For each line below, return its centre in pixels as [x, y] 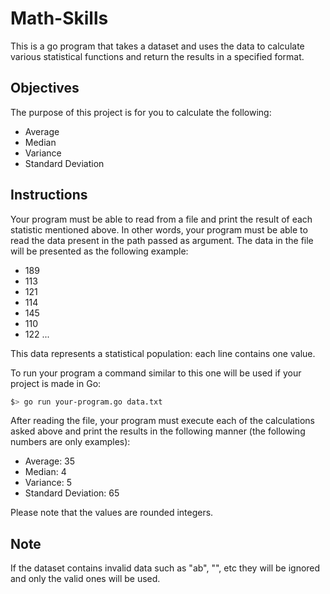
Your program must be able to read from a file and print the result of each [161, 219]
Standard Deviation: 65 [72, 493]
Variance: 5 [48, 483]
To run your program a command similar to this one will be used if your [156, 373]
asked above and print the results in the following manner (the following [158, 431]
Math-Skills [59, 18]
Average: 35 [50, 461]
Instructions [49, 195]
